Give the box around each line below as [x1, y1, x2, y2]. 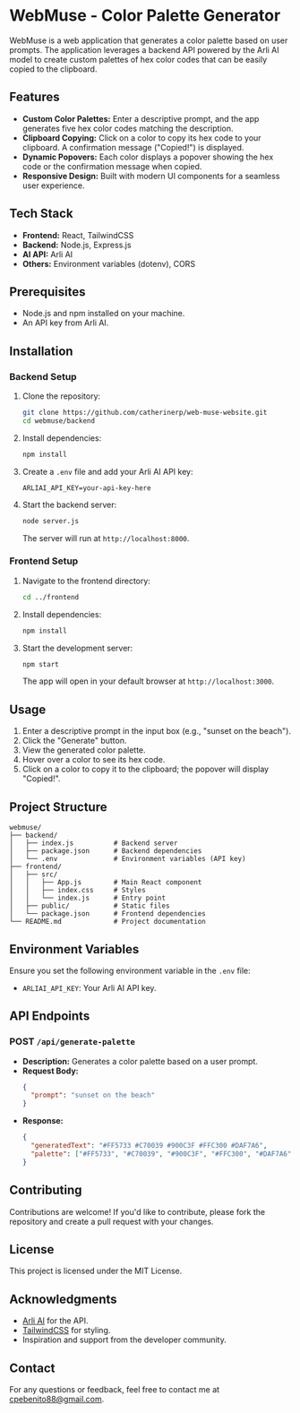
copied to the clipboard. [9, 64, 98, 74]
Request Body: [21, 1065, 79, 1076]
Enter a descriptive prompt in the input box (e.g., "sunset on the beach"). [21, 726, 291, 737]
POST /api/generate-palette [9, 1036, 136, 1048]
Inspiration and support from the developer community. [21, 1334, 227, 1345]
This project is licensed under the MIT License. [9, 1265, 183, 1277]
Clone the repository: [21, 391, 101, 401]
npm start [21, 659, 60, 668]
